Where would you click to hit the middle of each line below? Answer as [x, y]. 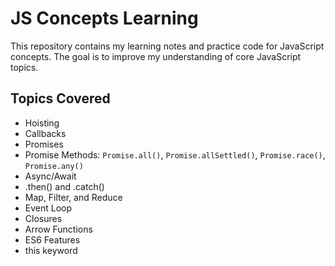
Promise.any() [54, 166]
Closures [43, 218]
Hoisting [42, 123]
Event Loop [48, 208]
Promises [44, 144]
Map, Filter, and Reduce [73, 197]
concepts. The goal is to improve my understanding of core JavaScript [156, 56]
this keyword [51, 250]
